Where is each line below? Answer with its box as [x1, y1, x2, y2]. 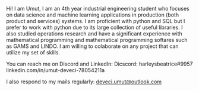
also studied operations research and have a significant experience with [6, 30, 182, 37]
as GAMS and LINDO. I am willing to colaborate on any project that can [6, 43, 179, 50]
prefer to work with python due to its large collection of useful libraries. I [6, 24, 183, 31]
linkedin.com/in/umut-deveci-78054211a [6, 67, 105, 73]
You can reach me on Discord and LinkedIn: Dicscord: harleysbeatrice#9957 [6, 60, 193, 67]
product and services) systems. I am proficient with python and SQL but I [6, 18, 185, 24]
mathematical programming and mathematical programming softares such [6, 37, 188, 43]
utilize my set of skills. [6, 49, 61, 56]
